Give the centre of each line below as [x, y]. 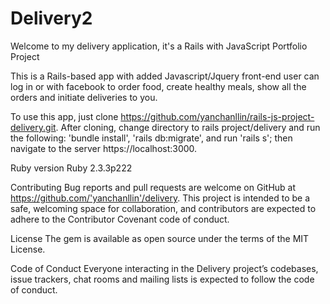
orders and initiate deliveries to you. [84, 97]
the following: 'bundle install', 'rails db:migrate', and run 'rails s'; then [151, 138]
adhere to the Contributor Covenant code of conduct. [120, 219]
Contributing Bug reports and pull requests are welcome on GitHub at [153, 187]
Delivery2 [51, 18]
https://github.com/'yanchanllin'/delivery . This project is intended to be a [160, 198]
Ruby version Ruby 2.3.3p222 [71, 168]
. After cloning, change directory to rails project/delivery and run [188, 127]
